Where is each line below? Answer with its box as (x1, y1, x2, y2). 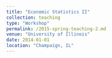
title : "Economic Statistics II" (6, 8, 90, 15)
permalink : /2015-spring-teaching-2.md (6, 25, 107, 32)
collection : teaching (6, 14, 61, 21)
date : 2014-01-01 (6, 37, 50, 43)
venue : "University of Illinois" (6, 31, 90, 37)
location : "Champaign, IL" (6, 43, 74, 49)
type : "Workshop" (6, 20, 50, 26)
